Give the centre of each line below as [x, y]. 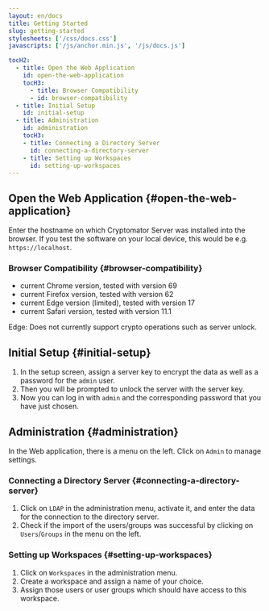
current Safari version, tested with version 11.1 [95, 312]
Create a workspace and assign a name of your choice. [112, 581]
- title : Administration [57, 121]
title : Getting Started [48, 23]
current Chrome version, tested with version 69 [98, 286]
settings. [23, 459]
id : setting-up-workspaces [75, 165]
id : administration [56, 128]
